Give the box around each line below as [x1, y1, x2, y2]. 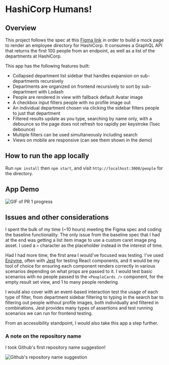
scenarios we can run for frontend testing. [5, 310, 93, 317]
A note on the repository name [5, 333, 82, 340]
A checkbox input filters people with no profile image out [12, 99, 131, 106]
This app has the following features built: [5, 63, 90, 69]
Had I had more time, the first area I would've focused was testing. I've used [5, 252, 164, 258]
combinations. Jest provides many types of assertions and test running [5, 305, 153, 311]
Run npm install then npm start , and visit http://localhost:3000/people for [5, 165, 163, 171]
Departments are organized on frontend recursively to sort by [12, 83, 141, 89]
